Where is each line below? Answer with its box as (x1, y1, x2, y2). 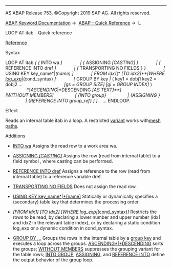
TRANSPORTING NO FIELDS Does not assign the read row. (12, 183, 137, 190)
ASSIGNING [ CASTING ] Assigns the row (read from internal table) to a (12, 153, 160, 159)
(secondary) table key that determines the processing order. (12, 199, 140, 205)
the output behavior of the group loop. (12, 257, 94, 263)
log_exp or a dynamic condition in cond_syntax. (12, 225, 114, 231)
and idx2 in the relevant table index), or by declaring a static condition (12, 220, 160, 225)
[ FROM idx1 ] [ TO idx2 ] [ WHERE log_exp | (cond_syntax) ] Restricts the (12, 209, 157, 215)
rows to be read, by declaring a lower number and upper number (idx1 (12, 214, 160, 220)
